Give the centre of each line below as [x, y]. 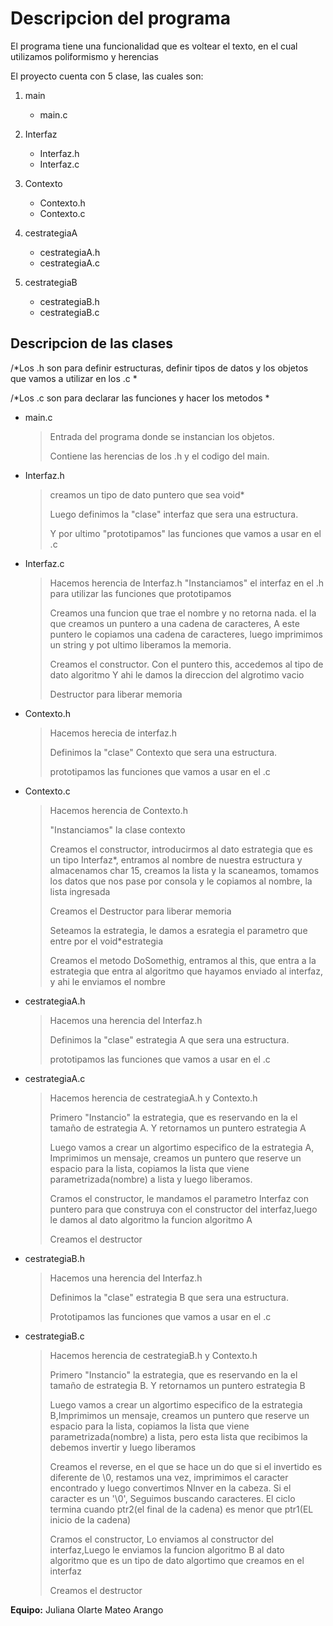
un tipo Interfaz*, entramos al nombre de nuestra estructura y [176, 859]
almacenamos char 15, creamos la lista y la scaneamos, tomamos [184, 870]
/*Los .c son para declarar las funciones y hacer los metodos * [140, 398]
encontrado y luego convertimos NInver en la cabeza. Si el [170, 1488]
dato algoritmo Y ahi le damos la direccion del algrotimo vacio [177, 674]
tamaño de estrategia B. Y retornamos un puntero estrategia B [177, 1385]
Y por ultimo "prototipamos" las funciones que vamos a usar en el [185, 533]
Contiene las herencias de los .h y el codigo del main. [159, 456]
